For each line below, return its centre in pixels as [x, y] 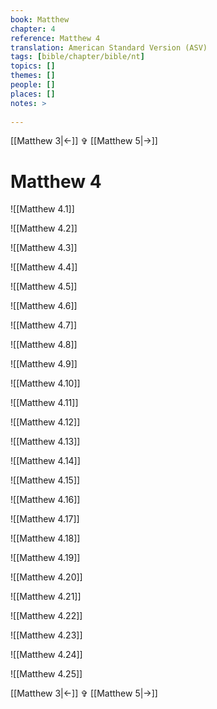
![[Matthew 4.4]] [44, 267]
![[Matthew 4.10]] [45, 383]
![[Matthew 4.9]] [44, 364]
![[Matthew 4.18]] [45, 538]
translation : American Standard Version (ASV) [109, 47]
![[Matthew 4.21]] [46, 597]
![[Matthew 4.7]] [44, 325]
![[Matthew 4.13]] [45, 442]
